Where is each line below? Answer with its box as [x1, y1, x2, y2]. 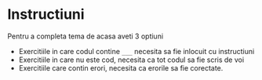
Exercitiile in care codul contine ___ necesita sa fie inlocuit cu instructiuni [18, 46, 255, 56]
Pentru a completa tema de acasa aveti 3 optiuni [7, 31, 164, 41]
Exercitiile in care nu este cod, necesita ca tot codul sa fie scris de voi [18, 55, 245, 64]
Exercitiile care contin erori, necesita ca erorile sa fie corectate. [18, 63, 224, 72]
